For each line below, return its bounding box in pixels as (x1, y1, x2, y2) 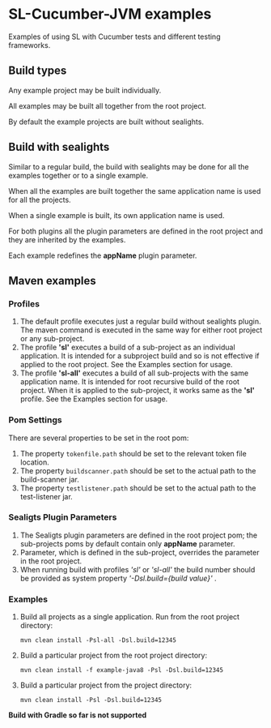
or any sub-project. (19, 334, 85, 344)
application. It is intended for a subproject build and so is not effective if (19, 351, 260, 361)
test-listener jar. (19, 491, 73, 501)
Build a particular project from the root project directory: (19, 650, 208, 661)
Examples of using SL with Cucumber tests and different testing (8, 32, 221, 41)
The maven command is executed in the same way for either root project (19, 325, 263, 335)
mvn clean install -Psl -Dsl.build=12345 (19, 696, 162, 704)
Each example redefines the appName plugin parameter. (8, 251, 197, 260)
